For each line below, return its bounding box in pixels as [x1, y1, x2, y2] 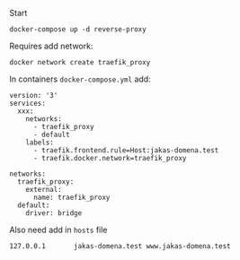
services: [9, 99, 47, 108]
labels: [25, 138, 54, 147]
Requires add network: [9, 40, 93, 51]
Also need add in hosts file [9, 224, 108, 235]
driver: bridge [25, 209, 83, 218]
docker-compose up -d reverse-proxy [9, 25, 147, 34]
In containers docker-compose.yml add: [9, 74, 151, 84]
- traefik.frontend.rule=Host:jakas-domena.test [32, 146, 219, 155]
